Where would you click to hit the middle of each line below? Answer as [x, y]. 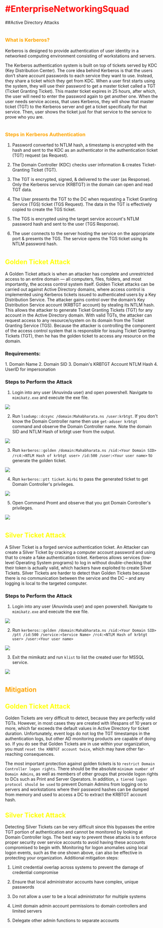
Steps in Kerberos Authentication [45, 134]
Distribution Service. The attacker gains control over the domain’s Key [75, 300]
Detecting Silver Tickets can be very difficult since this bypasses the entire [80, 827]
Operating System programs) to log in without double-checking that [83, 562]
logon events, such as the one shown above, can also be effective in [74, 853]
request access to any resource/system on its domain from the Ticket [75, 320]
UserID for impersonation [30, 369]
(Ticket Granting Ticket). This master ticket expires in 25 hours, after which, [81, 91]
